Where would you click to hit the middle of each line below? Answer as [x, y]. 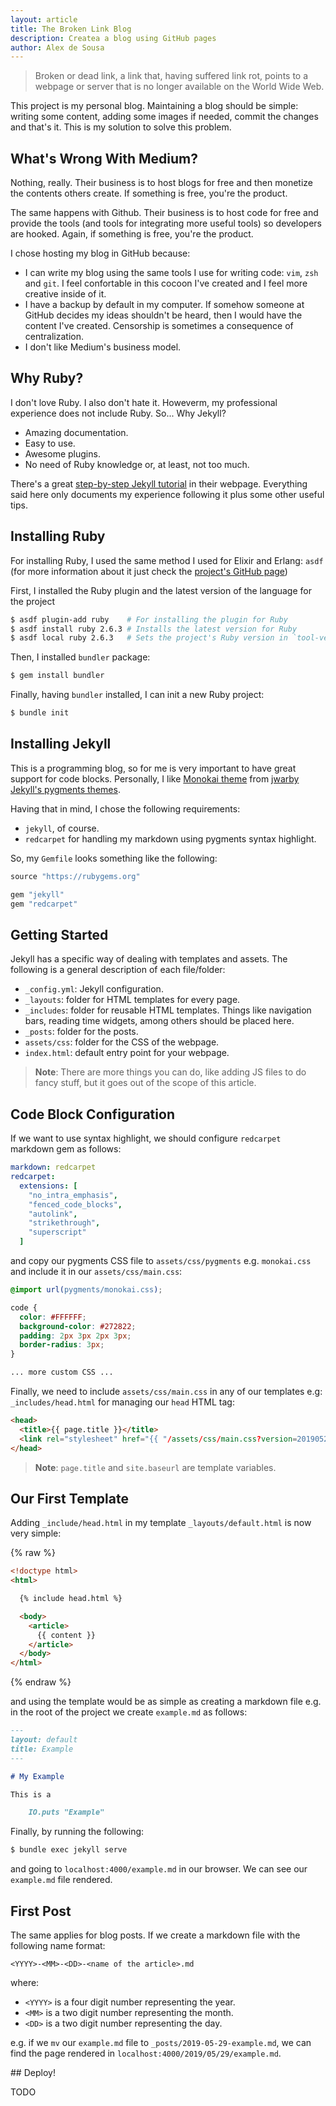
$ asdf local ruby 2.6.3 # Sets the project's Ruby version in [149, 638]
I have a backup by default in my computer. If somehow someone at [164, 305]
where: [25, 1982]
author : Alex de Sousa [57, 47]
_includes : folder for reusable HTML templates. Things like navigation [168, 1010]
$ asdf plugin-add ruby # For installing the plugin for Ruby [149, 619]
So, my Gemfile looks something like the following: [114, 858]
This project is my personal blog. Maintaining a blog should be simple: [154, 106]
